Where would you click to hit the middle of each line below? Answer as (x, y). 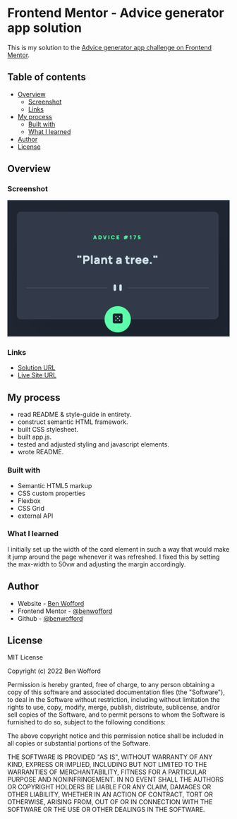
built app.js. (35, 437)
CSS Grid (31, 508)
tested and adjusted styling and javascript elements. (93, 444)
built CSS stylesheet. (48, 430)
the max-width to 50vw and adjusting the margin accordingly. (97, 564)
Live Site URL (37, 375)
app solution (45, 28)
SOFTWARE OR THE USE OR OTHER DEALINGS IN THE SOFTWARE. (106, 810)
